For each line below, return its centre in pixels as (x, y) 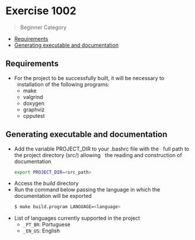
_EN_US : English (41, 231)
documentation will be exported (53, 196)
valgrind (33, 97)
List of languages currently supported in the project (77, 218)
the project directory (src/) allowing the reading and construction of (98, 155)
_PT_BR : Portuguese (47, 225)
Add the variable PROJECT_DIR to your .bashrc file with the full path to (102, 149)
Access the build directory (46, 183)
